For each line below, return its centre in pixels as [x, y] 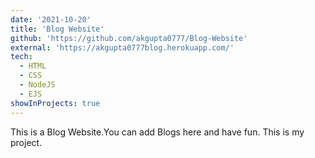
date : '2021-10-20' [51, 19]
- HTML [33, 66]
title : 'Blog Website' [57, 29]
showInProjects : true [55, 103]
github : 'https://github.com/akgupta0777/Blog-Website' [129, 38]
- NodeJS [37, 85]
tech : [21, 57]
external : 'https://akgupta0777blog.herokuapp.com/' [122, 47]
